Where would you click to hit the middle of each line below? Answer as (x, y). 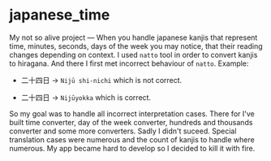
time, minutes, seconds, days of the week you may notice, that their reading (136, 46)
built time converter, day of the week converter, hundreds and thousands (131, 122)
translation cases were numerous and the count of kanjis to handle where (132, 139)
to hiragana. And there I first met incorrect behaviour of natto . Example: (129, 63)
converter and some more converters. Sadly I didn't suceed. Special (123, 131)
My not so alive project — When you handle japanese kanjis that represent (133, 37)
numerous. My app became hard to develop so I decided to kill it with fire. (132, 148)
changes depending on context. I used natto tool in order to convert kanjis (133, 54)
